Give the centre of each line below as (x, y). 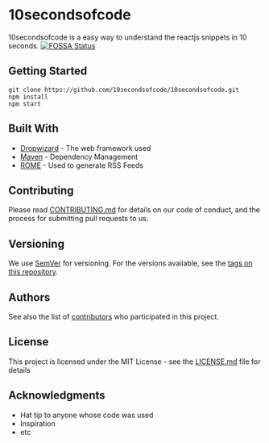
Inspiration (37, 423)
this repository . (33, 272)
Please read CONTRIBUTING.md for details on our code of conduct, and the (134, 210)
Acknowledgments (57, 396)
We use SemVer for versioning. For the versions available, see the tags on (130, 263)
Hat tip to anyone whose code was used (87, 415)
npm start (25, 104)
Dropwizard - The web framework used (85, 148)
